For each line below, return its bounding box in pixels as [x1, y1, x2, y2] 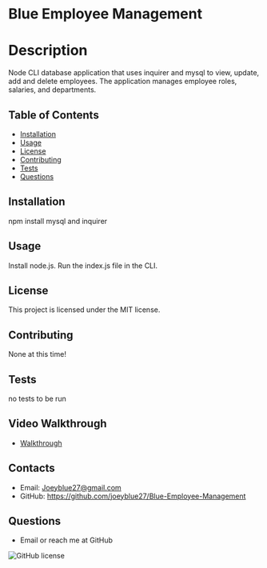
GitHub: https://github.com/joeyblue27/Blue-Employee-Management [19, 491, 246, 501]
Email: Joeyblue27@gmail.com [19, 482, 122, 492]
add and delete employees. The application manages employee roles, [8, 77, 237, 86]
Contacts [8, 462, 56, 475]
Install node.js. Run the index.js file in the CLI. [8, 261, 158, 270]
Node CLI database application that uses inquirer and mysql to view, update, [8, 68, 260, 78]
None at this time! [8, 350, 66, 359]
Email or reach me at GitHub [19, 535, 114, 545]
